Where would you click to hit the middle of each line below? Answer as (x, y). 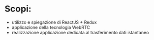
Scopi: (18, 9)
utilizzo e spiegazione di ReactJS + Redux (54, 22)
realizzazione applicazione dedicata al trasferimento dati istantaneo (80, 32)
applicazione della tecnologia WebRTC (51, 27)
